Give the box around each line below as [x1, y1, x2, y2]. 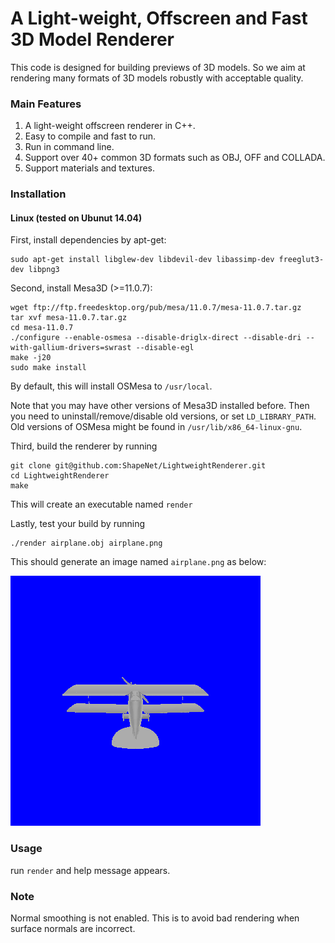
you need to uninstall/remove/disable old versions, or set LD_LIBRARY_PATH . [10, 410, 317, 422]
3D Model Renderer [10, 28, 175, 51]
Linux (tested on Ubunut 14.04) [10, 212, 143, 224]
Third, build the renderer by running [10, 440, 158, 452]
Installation [10, 187, 67, 201]
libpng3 [28, 265, 60, 275]
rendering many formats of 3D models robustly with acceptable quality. [10, 72, 304, 84]
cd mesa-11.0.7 [10, 323, 74, 333]
